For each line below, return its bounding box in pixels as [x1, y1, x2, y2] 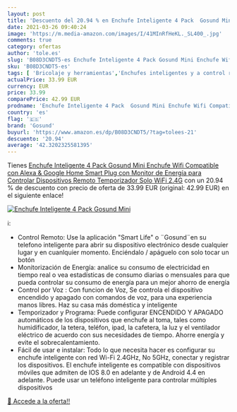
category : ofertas [7, 43, 61, 50]
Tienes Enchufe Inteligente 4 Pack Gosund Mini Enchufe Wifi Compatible [7, 161, 219, 170]
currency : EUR [7, 83, 49, 90]
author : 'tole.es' [7, 50, 61, 57]
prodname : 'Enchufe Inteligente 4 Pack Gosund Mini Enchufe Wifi [7, 102, 207, 110]
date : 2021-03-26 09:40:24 [7, 23, 87, 30]
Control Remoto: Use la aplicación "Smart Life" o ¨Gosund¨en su [17, 233, 207, 242]
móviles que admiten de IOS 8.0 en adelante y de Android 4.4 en [17, 368, 206, 377]
